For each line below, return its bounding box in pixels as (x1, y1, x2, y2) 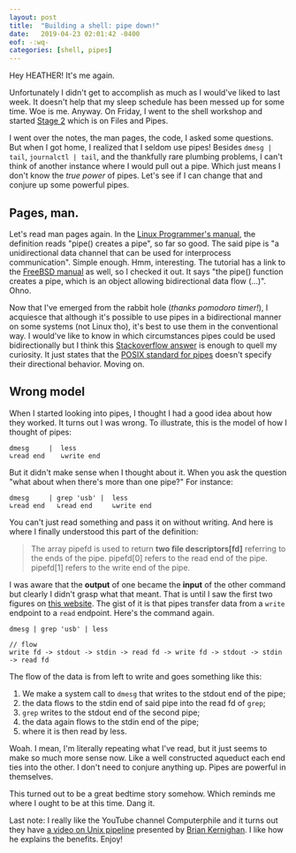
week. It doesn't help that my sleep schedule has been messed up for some (9, 96, 285, 107)
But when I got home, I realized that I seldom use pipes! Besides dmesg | (9, 142, 272, 153)
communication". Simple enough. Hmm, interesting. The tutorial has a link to (9, 257, 285, 267)
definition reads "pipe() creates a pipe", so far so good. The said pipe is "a (9, 238, 280, 249)
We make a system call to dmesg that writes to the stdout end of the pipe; (21, 688, 286, 699)
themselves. (9, 771, 54, 781)
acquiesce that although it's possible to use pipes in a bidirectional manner (9, 311, 282, 322)
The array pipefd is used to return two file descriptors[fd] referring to (30, 543, 286, 554)
